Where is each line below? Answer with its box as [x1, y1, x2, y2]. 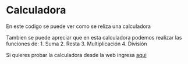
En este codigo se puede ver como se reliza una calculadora [6, 23, 151, 30]
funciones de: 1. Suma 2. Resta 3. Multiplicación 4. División [6, 40, 147, 47]
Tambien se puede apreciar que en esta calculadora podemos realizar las [6, 34, 182, 41]
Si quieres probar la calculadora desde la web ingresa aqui [6, 51, 147, 58]
